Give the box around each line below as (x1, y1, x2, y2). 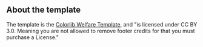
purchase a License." (6, 33, 59, 41)
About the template (6, 5, 81, 15)
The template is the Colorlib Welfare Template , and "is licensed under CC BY (6, 20, 198, 28)
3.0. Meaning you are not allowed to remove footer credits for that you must (6, 27, 195, 34)
